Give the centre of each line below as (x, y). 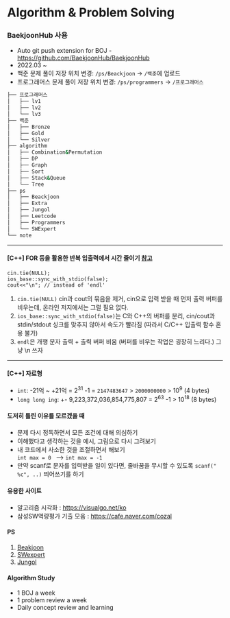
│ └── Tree (26, 184)
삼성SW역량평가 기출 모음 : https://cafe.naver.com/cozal (94, 516)
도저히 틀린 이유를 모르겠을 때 (46, 416)
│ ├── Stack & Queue (37, 178)
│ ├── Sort (26, 171)
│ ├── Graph (27, 165)
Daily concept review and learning (65, 608)
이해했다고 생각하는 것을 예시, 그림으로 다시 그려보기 (86, 441)
